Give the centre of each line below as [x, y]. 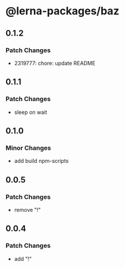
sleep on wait [31, 112]
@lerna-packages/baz [62, 11]
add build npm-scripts [41, 161]
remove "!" [27, 210]
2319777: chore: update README [55, 63]
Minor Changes [28, 148]
